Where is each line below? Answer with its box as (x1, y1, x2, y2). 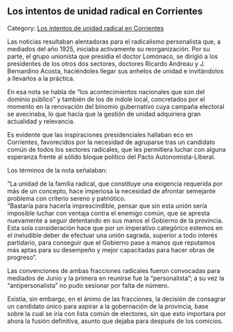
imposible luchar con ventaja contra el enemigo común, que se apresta (7, 209, 210, 217)
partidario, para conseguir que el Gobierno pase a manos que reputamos (7, 238, 216, 247)
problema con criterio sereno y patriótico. (7, 194, 126, 202)
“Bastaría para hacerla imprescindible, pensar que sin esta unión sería (7, 201, 207, 210)
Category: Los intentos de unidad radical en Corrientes (7, 24, 164, 32)
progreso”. (7, 253, 37, 261)
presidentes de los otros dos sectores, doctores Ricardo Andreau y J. (7, 59, 206, 68)
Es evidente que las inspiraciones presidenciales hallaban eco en (7, 130, 193, 139)
